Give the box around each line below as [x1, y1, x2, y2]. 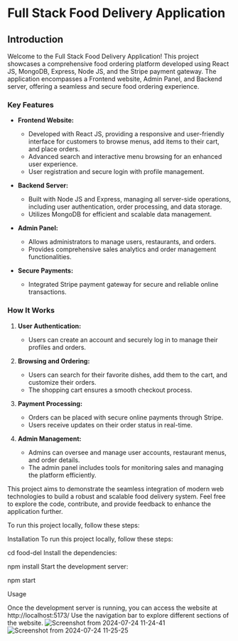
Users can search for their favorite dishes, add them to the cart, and [28, 371, 227, 379]
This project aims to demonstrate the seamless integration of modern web [7, 484, 225, 493]
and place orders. [28, 145, 80, 153]
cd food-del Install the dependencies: [7, 548, 117, 557]
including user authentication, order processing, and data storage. [28, 202, 222, 211]
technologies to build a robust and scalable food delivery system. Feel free [7, 492, 226, 500]
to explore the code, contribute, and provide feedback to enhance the [7, 499, 212, 508]
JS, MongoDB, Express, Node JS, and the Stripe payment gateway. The [7, 67, 217, 75]
